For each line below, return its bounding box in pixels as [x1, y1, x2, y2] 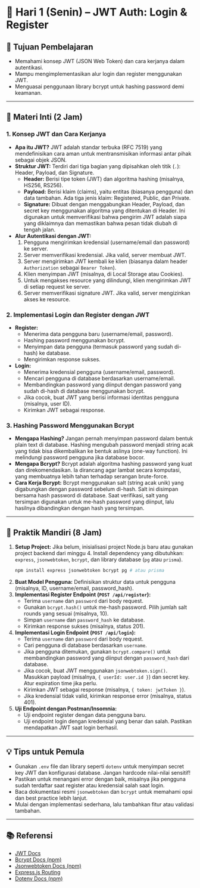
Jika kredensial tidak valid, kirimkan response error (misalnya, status [23, 692, 192, 700]
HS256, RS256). [23, 181, 64, 188]
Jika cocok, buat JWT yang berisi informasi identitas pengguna [23, 394, 179, 401]
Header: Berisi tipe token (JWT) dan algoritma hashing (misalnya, [23, 175, 185, 182]
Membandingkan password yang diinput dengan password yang [23, 381, 182, 388]
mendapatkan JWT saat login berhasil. [23, 724, 118, 731]
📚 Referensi [6, 831, 53, 841]
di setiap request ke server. [23, 283, 91, 290]
